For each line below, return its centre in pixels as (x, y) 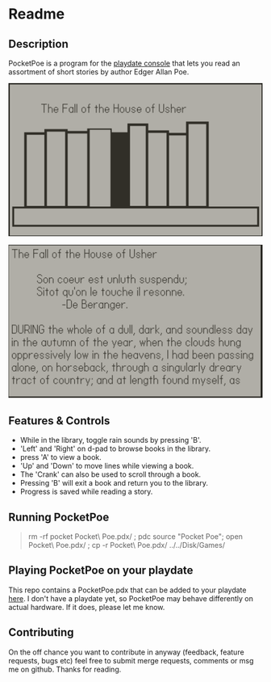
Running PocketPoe (59, 517)
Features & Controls (59, 421)
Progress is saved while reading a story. (86, 492)
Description (38, 44)
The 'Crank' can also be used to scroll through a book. (110, 474)
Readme (37, 14)
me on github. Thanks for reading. (65, 669)
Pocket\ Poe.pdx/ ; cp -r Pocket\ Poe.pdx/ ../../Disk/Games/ (127, 545)
